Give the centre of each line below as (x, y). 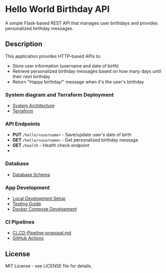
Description (24, 44)
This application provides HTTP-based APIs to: (53, 56)
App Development (27, 187)
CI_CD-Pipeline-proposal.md (42, 233)
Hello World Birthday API (57, 9)
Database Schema (31, 174)
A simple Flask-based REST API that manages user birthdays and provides (82, 23)
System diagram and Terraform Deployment (59, 94)
